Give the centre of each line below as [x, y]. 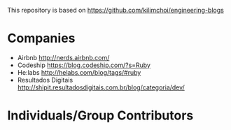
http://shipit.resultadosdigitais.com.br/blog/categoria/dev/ [101, 87]
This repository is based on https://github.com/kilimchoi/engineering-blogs [115, 10]
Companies [41, 38]
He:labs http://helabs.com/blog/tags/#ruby [79, 72]
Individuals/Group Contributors [100, 116]
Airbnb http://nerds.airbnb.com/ [63, 57]
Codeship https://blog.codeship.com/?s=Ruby [84, 65]
